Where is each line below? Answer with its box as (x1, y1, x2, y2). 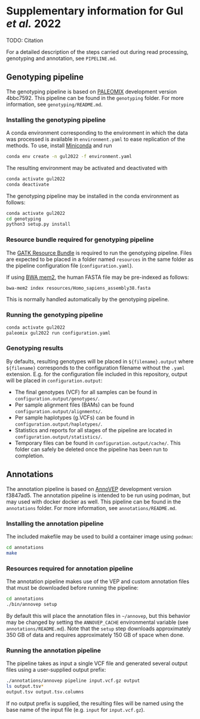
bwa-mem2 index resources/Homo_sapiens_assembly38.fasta (6, 285, 151, 291)
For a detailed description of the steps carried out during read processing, (6, 48, 189, 55)
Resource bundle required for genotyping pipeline (6, 235, 154, 244)
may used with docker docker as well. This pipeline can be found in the (6, 498, 181, 505)
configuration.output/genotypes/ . (14, 395, 100, 402)
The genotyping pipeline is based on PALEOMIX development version (6, 88, 177, 95)
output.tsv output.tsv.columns (6, 688, 84, 695)
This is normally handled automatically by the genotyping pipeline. (6, 296, 170, 303)
